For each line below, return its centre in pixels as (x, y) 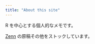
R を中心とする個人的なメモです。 (41, 25)
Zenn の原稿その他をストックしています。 (49, 36)
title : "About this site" (33, 10)
